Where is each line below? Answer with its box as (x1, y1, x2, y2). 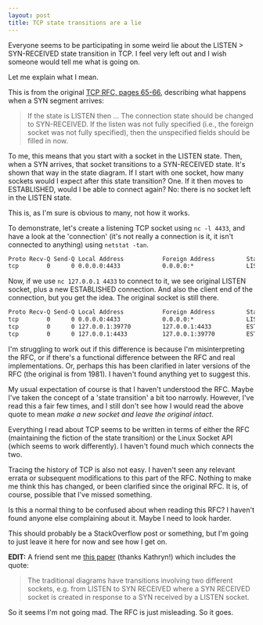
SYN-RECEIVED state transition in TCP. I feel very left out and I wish (8, 49, 227, 58)
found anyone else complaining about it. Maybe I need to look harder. (8, 513, 232, 522)
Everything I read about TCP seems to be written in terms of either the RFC (8, 424, 250, 434)
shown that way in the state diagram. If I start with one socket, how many (8, 168, 244, 177)
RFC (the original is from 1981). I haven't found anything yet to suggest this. (8, 369, 250, 379)
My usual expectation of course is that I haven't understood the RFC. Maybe (8, 384, 254, 394)
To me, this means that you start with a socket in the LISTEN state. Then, (8, 151, 243, 161)
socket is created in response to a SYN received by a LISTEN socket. (27, 592, 250, 601)
